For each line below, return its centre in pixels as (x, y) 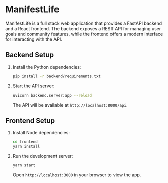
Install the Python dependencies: (47, 67)
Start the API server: (34, 86)
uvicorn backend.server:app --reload (52, 95)
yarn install (26, 147)
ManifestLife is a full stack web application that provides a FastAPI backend (84, 23)
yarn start (24, 165)
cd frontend (25, 142)
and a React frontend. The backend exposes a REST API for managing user (83, 28)
